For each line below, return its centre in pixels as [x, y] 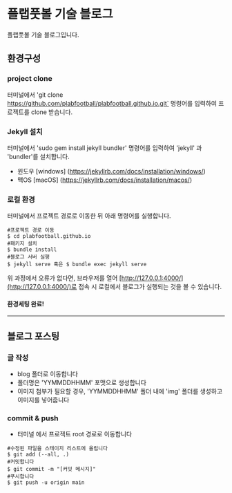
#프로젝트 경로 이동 [31, 230]
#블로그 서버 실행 [29, 257]
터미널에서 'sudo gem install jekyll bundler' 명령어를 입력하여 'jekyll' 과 [105, 148]
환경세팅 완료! [26, 304]
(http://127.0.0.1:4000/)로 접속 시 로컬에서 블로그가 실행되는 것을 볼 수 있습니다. [115, 287]
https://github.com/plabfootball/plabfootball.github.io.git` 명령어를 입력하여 [112, 103]
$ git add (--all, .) [38, 455]
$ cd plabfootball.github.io [49, 236]
